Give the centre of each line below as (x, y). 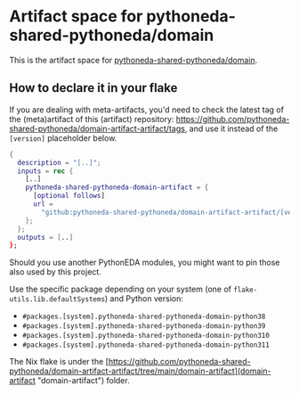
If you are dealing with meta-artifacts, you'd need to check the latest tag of (147, 110)
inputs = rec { (45, 171)
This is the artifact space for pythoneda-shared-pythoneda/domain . (133, 60)
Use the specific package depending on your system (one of (121, 289)
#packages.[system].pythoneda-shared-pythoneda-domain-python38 (144, 317)
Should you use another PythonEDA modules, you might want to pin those (145, 263)
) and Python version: (144, 299)
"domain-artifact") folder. (84, 381)
